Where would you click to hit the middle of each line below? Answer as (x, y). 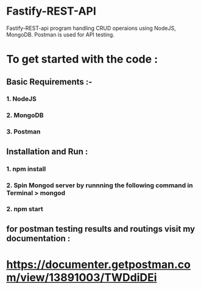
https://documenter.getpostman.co (98, 265)
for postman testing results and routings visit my (101, 229)
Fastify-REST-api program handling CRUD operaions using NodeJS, (91, 28)
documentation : (38, 238)
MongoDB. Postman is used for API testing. (60, 34)
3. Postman (23, 132)
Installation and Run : (47, 152)
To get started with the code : (82, 59)
